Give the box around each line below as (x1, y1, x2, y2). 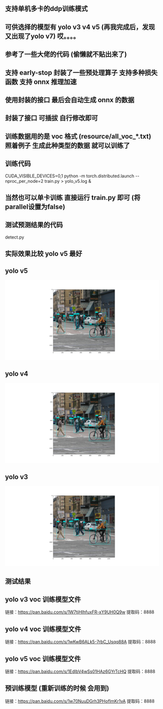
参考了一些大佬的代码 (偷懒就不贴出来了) (5, 50, 127, 59)
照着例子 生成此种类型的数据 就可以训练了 (5, 141, 130, 149)
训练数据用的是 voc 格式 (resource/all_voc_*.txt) (5, 132, 151, 141)
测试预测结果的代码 (5, 221, 63, 229)
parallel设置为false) (5, 202, 65, 211)
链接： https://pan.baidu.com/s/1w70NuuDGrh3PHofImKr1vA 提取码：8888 (5, 698, 155, 704)
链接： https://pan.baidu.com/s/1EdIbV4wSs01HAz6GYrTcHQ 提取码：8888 (5, 668, 155, 674)
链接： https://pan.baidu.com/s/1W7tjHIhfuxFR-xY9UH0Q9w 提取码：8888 (5, 609, 155, 615)
